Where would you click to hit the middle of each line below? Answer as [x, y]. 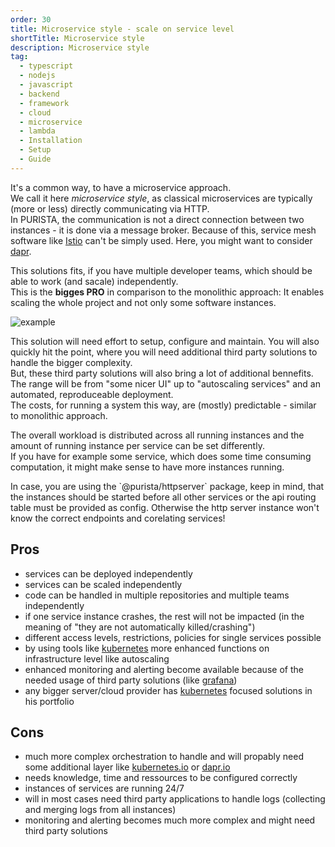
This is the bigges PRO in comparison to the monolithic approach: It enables [167, 292]
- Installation [51, 141]
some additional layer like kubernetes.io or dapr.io [127, 767]
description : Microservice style [80, 47]
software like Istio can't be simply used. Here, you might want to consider [161, 240]
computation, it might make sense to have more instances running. [147, 467]
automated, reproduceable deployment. [92, 394]
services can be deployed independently [108, 573]
